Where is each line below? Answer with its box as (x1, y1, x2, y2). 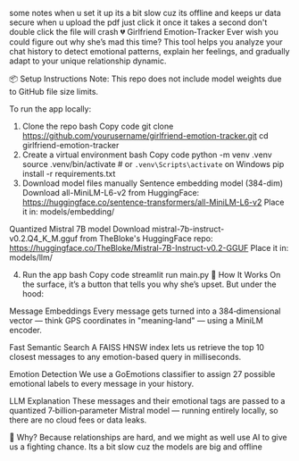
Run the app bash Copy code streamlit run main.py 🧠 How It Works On (21, 270, 281, 280)
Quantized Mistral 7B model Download (9, 223, 150, 234)
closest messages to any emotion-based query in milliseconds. (9, 352, 242, 362)
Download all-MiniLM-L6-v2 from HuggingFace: (21, 188, 200, 197)
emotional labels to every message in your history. (9, 379, 195, 389)
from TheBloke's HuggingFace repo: (79, 233, 213, 244)
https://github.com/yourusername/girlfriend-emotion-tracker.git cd (21, 130, 270, 141)
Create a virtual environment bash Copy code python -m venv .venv (21, 149, 272, 160)
